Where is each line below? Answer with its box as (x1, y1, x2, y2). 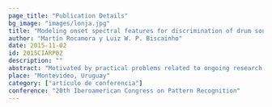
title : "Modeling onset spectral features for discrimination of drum (8, 27, 252, 35)
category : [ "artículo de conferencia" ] (8, 79, 143, 87)
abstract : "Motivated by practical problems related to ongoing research (8, 64, 263, 72)
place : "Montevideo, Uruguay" (8, 72, 111, 80)
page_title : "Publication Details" (8, 11, 129, 20)
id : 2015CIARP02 (8, 49, 63, 57)
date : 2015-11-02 (8, 42, 67, 50)
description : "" (8, 57, 63, 65)
